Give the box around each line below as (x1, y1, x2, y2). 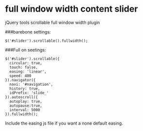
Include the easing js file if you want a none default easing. (5, 120, 123, 126)
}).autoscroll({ (5, 94, 38, 99)
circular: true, (9, 60, 42, 65)
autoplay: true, (9, 99, 42, 104)
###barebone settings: (5, 29, 51, 35)
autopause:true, (9, 103, 42, 108)
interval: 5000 (9, 107, 40, 112)
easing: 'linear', (9, 69, 47, 74)
